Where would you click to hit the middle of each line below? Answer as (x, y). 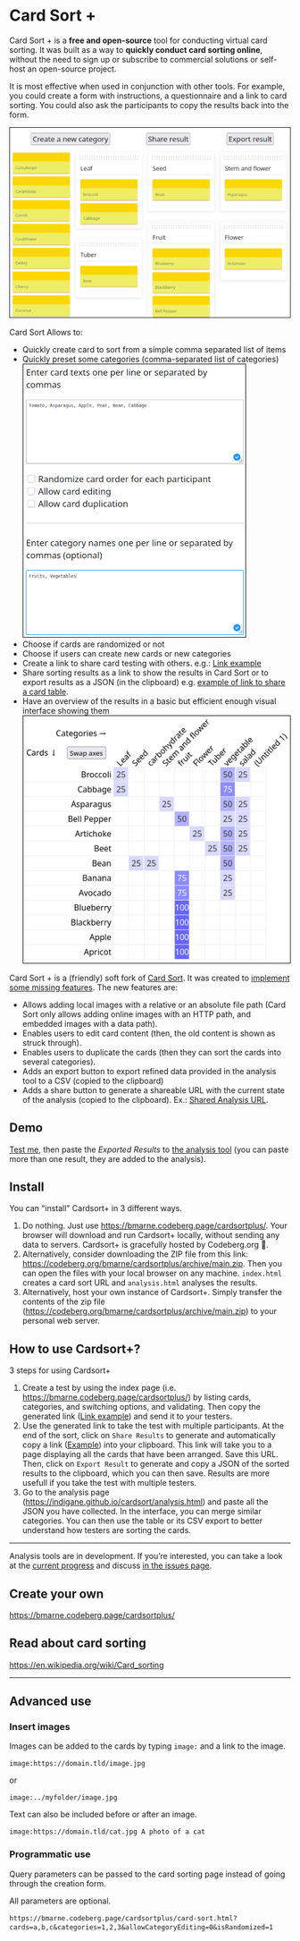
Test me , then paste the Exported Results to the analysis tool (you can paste (149, 1149)
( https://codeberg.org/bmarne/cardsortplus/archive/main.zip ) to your (149, 1311)
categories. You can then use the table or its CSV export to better (142, 1521)
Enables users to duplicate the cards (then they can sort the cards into (151, 1052)
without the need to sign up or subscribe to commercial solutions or (134, 59)
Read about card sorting (78, 1644)
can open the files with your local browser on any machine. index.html (152, 1273)
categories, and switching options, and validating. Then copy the (141, 1407)
